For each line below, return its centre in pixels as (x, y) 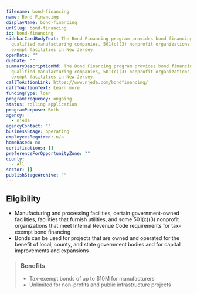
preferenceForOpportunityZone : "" (48, 153)
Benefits (33, 266)
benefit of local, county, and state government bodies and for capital (97, 244)
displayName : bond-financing (42, 22)
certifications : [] (30, 148)
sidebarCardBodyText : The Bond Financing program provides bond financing (99, 39)
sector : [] (19, 170)
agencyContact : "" (28, 126)
